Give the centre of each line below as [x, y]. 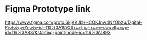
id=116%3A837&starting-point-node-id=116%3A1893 [58, 32]
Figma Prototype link [48, 9]
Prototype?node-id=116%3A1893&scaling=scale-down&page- [67, 27]
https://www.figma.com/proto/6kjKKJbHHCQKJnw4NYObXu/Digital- [73, 22]
